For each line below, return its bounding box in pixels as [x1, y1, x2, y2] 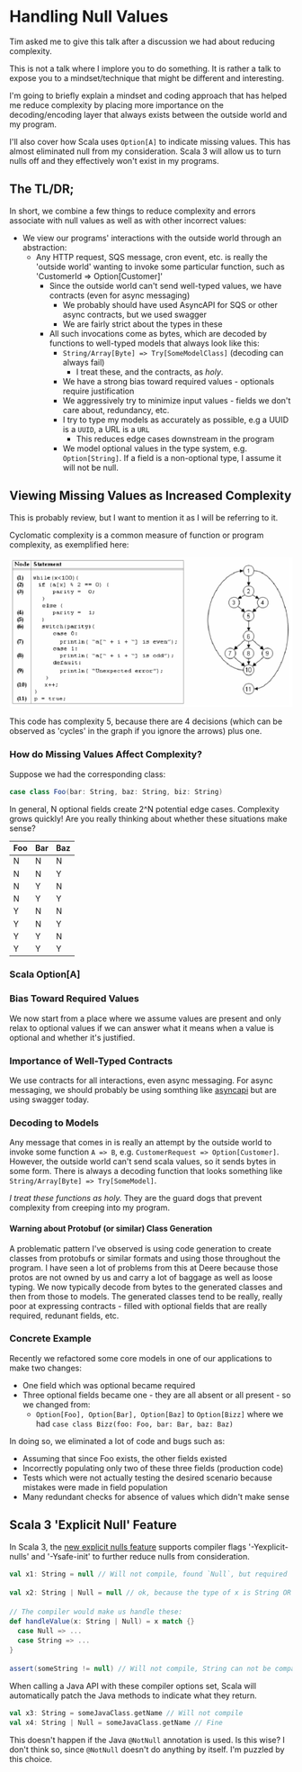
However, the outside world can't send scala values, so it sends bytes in [9, 1156, 277, 1167]
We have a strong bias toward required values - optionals [62, 375, 275, 386]
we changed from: [22, 1398, 91, 1410]
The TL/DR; [9, 182, 75, 197]
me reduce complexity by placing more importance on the [9, 99, 225, 110]
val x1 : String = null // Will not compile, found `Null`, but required [9, 1569, 288, 1578]
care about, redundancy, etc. [62, 404, 170, 415]
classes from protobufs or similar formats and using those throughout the [9, 1252, 281, 1263]
